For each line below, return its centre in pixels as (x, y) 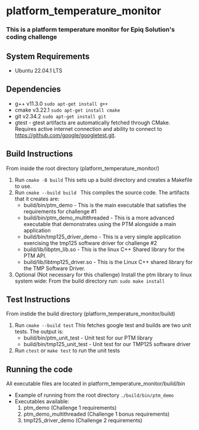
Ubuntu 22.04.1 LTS (38, 70)
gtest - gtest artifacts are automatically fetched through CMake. (92, 123)
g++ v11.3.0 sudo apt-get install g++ (61, 103)
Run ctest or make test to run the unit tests (67, 351)
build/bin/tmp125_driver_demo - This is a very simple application (102, 237)
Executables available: (42, 401)
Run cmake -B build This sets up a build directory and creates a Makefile (103, 180)
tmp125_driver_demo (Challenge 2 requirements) (83, 420)
